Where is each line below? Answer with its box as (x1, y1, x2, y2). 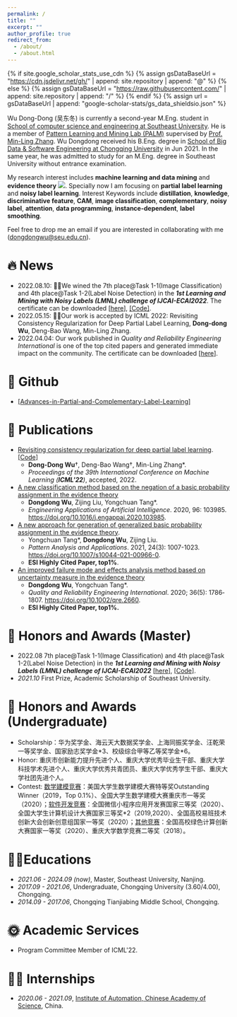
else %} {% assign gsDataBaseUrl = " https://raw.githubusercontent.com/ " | (7, 84, 226, 93)
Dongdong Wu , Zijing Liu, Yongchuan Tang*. (28, 498, 158, 506)
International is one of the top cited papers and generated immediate (17, 341, 219, 350)
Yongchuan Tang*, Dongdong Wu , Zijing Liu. (28, 535, 158, 544)
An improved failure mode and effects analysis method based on (17, 565, 206, 574)
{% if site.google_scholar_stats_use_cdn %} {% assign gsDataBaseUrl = (7, 69, 217, 78)
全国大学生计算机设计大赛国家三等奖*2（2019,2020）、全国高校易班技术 (17, 808, 227, 817)
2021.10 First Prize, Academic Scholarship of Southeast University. (17, 673, 211, 682)
